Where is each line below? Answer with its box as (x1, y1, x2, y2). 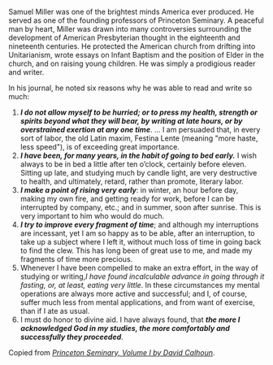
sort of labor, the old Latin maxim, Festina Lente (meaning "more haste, (19, 133, 258, 143)
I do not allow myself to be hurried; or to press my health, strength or (19, 107, 258, 117)
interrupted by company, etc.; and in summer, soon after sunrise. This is (19, 202, 262, 212)
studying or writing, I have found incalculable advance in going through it (19, 272, 265, 281)
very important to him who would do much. (19, 211, 165, 220)
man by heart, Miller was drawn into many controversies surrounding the (8, 24, 252, 33)
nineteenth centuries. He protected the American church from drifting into (8, 41, 256, 51)
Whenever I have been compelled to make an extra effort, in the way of (19, 263, 258, 272)
